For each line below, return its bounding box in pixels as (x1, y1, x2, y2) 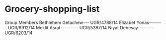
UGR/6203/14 (4, 30, 33, 36)
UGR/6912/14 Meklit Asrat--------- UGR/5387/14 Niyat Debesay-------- (7, 24, 154, 30)
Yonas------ (136, 20, 162, 25)
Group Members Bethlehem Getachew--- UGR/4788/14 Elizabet (4, 20, 136, 25)
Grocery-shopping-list (4, 3, 100, 15)
